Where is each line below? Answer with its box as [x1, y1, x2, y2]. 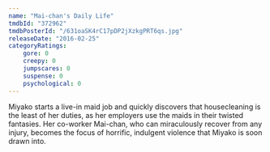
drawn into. [8, 136, 46, 146]
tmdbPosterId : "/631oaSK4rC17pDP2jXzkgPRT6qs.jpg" [8, 27, 183, 35]
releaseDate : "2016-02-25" [8, 34, 100, 43]
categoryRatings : [8, 42, 67, 50]
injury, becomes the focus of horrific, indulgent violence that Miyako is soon [8, 127, 263, 137]
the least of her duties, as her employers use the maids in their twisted [8, 110, 244, 120]
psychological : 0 [23, 79, 82, 87]
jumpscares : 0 [23, 65, 71, 73]
